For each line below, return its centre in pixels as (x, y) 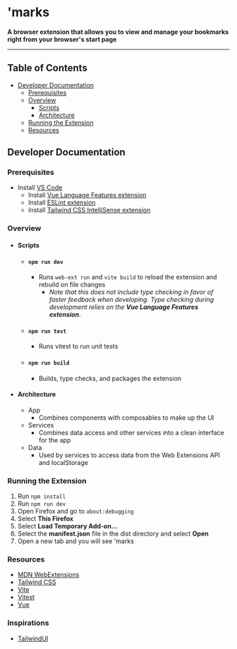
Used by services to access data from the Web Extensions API (129, 455)
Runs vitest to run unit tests (78, 346)
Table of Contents (48, 68)
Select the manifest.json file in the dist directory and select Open (113, 534)
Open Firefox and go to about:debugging (75, 511)
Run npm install (42, 496)
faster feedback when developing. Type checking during (132, 300)
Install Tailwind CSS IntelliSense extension (89, 210)
